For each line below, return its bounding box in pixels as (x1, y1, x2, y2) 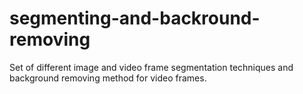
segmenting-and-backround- (9, 7, 261, 30)
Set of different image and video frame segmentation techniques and (9, 61, 294, 73)
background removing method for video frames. (9, 72, 207, 84)
